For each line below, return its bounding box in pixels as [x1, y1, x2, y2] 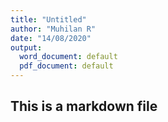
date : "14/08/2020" [10, 33, 92, 43]
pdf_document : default [19, 61, 114, 71]
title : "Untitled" [10, 14, 87, 25]
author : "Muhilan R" [10, 24, 97, 34]
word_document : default [19, 52, 118, 62]
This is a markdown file [10, 98, 158, 115]
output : [10, 42, 43, 53]
